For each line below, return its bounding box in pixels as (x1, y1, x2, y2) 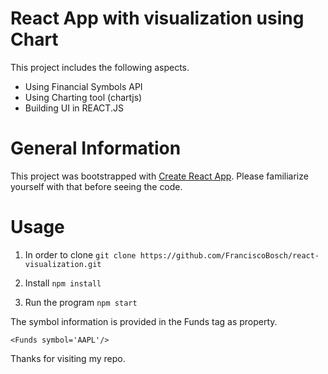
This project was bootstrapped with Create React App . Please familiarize (10, 170, 309, 182)
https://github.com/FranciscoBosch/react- (139, 250, 320, 261)
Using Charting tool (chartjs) (24, 91, 143, 103)
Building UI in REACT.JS (24, 102, 124, 114)
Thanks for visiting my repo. (10, 352, 126, 364)
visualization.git (24, 259, 102, 269)
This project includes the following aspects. (10, 61, 190, 73)
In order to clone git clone (24, 248, 137, 261)
